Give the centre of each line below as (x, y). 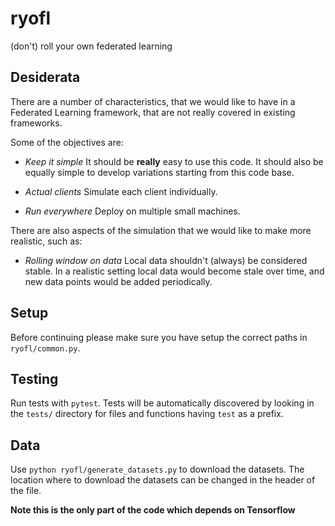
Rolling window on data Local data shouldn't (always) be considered (166, 260)
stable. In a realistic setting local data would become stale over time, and (174, 271)
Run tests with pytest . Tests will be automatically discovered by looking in (162, 403)
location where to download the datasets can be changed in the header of (163, 480)
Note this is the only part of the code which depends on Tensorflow (153, 510)
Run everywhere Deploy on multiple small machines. (132, 211)
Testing (34, 378)
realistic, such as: (46, 241)
